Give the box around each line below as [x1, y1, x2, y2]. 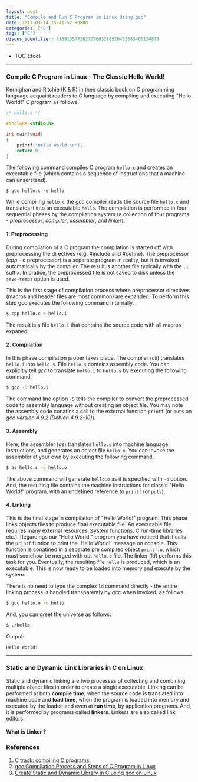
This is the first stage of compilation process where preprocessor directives [6, 286, 190, 294]
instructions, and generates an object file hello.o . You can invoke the [6, 447, 175, 454]
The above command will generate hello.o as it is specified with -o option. [6, 475, 187, 482]
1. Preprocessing [6, 231, 48, 238]
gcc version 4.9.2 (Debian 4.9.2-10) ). [6, 414, 96, 421]
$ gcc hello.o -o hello [6, 600, 65, 606]
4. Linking [6, 501, 31, 509]
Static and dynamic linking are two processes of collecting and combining [6, 677, 186, 684]
